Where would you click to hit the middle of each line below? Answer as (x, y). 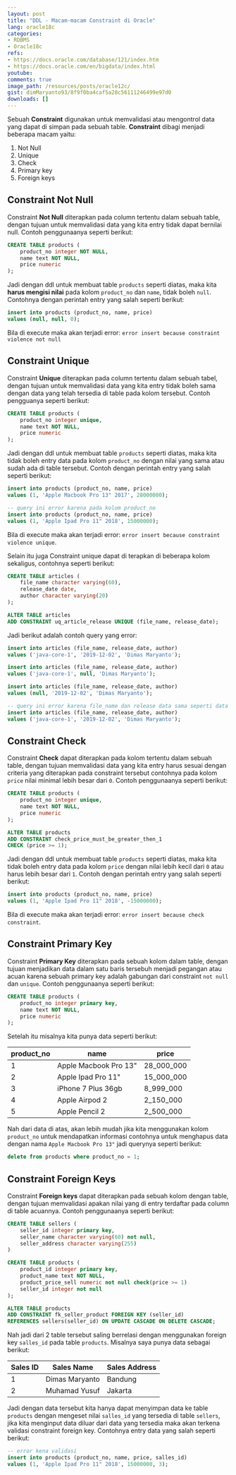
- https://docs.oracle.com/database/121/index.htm (83, 60)
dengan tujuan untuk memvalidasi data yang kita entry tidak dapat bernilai (114, 224)
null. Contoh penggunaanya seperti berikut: (70, 232)
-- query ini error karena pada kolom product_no (82, 508)
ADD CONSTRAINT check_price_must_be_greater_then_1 (85, 839)
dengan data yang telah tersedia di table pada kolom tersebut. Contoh (109, 393)
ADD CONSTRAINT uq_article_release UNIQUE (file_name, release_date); (113, 622)
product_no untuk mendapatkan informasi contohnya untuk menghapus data (118, 1136)
